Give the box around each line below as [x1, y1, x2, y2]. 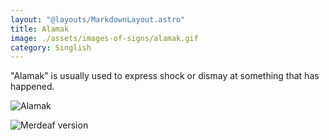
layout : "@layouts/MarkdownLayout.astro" [10, 14, 186, 25]
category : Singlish [10, 42, 92, 53]
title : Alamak [10, 24, 70, 34]
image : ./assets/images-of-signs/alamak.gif [10, 33, 199, 43]
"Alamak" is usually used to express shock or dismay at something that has [10, 70, 320, 82]
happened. [10, 81, 55, 93]
